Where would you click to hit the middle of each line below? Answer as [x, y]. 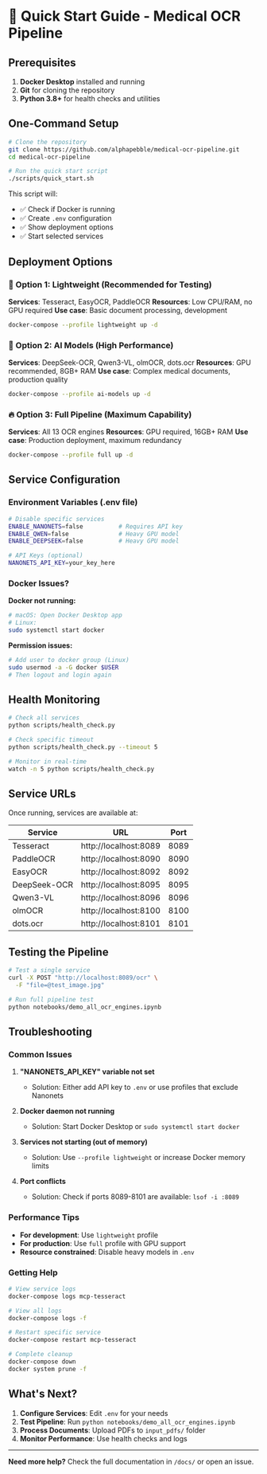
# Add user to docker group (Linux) [69, 660]
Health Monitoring [54, 699]
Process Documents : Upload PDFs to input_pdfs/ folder [112, 1430]
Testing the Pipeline [58, 952]
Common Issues [41, 1054]
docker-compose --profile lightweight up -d [83, 325]
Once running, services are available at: [73, 813]
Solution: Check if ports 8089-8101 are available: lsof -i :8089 [135, 1197]
